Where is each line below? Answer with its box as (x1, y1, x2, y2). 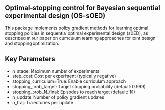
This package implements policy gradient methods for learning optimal (5, 25, 149, 31)
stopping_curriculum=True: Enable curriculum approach (12, 78, 126, 84)
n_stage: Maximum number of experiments (12, 68, 99, 73)
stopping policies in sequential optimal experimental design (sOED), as (5, 30, 149, 36)
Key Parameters (5, 55, 55, 63)
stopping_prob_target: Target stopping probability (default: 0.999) (12, 83, 146, 89)
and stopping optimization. (5, 40, 60, 46)
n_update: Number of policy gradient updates (12, 94, 105, 100)
